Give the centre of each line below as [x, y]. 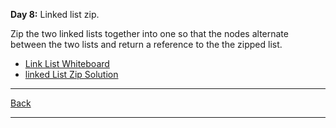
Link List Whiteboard [67, 63]
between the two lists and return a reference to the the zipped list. [146, 44]
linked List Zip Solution [71, 74]
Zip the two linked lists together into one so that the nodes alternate [149, 33]
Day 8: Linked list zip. [55, 14]
